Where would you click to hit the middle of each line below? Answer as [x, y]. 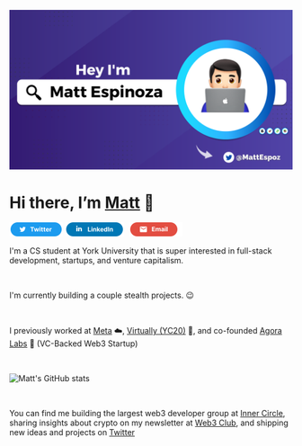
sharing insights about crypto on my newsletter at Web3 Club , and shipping [149, 423]
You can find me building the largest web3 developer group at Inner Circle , [147, 414]
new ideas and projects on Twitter [72, 433]
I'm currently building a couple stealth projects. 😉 [102, 295]
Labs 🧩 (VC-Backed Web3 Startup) [74, 343]
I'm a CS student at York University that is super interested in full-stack [141, 251]
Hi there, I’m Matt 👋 [82, 202]
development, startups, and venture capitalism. [97, 261]
